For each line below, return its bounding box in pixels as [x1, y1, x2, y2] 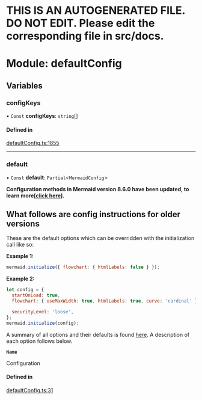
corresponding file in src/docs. [6, 29, 164, 43]
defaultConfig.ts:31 [6, 386, 54, 394]
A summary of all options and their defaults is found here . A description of [6, 331, 190, 338]
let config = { [6, 287, 44, 293]
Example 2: [6, 275, 35, 283]
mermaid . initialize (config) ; [6, 320, 79, 326]
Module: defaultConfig [6, 57, 122, 70]
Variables [6, 81, 43, 91]
